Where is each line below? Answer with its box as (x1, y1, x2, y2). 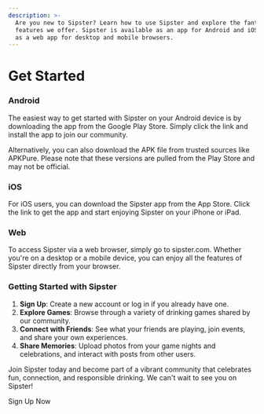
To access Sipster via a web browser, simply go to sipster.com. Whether (8, 245, 242, 255)
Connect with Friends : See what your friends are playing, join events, (19, 324, 246, 334)
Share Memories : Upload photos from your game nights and (19, 341, 216, 350)
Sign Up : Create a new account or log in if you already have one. (19, 299, 229, 309)
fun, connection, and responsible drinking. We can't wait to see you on (8, 372, 237, 382)
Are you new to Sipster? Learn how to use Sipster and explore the (15, 19, 241, 27)
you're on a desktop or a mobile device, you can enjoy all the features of (8, 253, 243, 263)
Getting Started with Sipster (8, 281, 117, 292)
